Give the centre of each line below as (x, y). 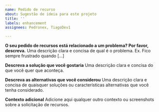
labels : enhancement (26, 23)
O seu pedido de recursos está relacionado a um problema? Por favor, (77, 46)
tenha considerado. (25, 90)
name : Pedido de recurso (30, 9)
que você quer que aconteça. (35, 70)
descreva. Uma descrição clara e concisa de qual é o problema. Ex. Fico (78, 51)
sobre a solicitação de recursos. (37, 105)
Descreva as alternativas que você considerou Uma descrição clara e (76, 80)
